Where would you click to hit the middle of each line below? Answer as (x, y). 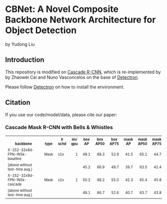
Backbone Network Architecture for (81, 20)
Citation (18, 102)
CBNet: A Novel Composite (62, 9)
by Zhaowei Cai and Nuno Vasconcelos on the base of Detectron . (72, 77)
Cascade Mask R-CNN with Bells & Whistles (59, 127)
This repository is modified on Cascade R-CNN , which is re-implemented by (83, 72)
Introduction (25, 60)
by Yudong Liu (20, 44)
